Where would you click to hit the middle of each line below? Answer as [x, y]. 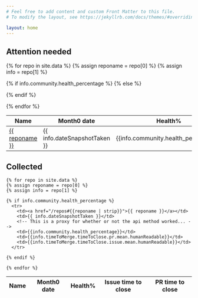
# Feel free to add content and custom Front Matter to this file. [91, 12]
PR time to [170, 282]
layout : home [22, 28]
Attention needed [39, 52]
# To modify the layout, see [42, 17]
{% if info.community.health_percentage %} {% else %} [74, 84]
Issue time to [123, 282]
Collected [24, 167]
